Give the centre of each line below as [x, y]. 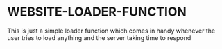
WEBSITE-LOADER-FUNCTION [97, 12]
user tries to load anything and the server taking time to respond [99, 37]
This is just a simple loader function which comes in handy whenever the [111, 31]
